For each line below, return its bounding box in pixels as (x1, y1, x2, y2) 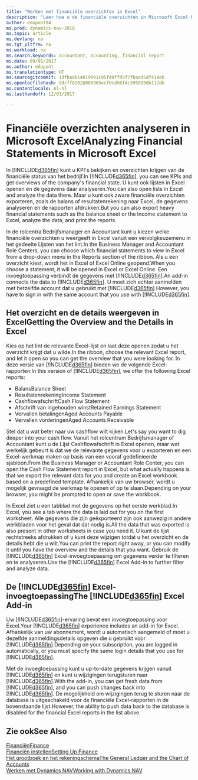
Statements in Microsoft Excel (6, 147, 156, 160)
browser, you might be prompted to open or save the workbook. (6, 490, 161, 498)
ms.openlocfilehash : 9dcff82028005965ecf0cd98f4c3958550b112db (6, 80, 165, 86)
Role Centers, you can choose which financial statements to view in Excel (6, 246, 184, 254)
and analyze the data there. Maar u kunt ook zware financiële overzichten (6, 191, 185, 199)
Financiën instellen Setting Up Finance (6, 748, 98, 755)
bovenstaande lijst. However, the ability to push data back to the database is (6, 703, 190, 710)
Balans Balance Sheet (14, 385, 67, 392)
